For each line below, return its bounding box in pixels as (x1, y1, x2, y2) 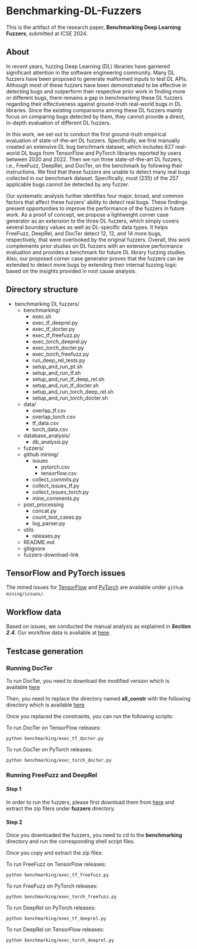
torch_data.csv (32, 426, 69, 433)
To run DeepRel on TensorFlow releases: (6, 926, 105, 933)
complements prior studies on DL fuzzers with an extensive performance (6, 242, 183, 249)
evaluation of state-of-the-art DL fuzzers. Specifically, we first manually (6, 137, 181, 144)
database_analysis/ (23, 432, 71, 439)
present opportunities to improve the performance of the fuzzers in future (6, 205, 185, 212)
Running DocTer (6, 664, 53, 672)
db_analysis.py (32, 438, 69, 445)
